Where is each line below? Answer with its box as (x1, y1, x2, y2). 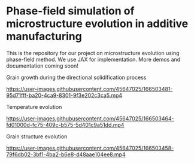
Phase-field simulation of (6, 4, 135, 18)
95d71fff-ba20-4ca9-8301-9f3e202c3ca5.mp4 (6, 92, 123, 99)
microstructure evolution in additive (6, 17, 189, 31)
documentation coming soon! (6, 62, 79, 69)
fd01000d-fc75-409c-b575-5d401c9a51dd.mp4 (6, 121, 125, 128)
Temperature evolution (6, 103, 62, 110)
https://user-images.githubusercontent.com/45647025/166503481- (6, 85, 173, 92)
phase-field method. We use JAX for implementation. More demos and (6, 56, 181, 63)
